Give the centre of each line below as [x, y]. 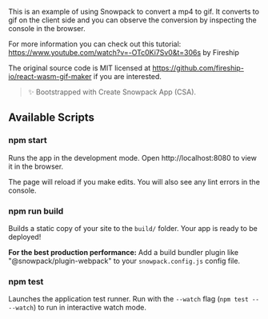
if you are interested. [128, 76]
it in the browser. [36, 166]
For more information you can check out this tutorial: [95, 44]
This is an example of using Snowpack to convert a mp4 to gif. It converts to [134, 12]
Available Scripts [51, 118]
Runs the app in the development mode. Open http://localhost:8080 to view [133, 158]
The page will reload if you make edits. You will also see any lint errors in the [134, 181]
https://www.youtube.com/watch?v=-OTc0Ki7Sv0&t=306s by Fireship [124, 52]
